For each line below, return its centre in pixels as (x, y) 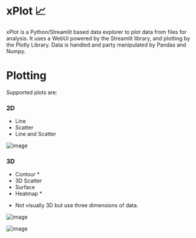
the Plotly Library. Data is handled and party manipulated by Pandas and (96, 45)
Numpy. (16, 51)
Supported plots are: (32, 92)
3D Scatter (28, 181)
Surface (25, 187)
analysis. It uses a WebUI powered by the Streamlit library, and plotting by (98, 38)
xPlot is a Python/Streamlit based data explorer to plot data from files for (96, 32)
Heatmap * (28, 194)
